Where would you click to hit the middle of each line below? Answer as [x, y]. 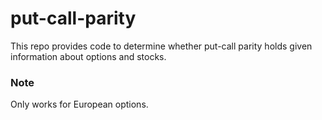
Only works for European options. [79, 104]
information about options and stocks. [88, 56]
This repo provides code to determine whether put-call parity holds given [161, 46]
